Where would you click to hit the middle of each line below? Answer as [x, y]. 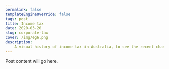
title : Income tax [24, 24]
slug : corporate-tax [27, 33]
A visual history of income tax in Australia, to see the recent [84, 47]
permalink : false [23, 10]
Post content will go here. [32, 61]
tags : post [17, 19]
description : [19, 42]
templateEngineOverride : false [38, 14]
